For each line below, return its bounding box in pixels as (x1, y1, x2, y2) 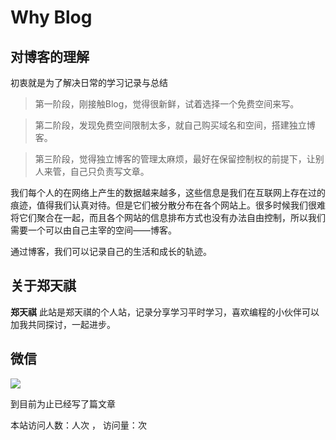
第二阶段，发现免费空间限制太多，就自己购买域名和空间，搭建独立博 (34, 119, 316, 131)
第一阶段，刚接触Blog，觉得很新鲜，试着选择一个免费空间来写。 (34, 98, 300, 110)
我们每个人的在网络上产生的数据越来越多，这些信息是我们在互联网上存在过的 (10, 187, 326, 198)
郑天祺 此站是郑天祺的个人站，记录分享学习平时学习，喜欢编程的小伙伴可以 (10, 306, 320, 318)
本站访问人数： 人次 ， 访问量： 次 (10, 419, 147, 431)
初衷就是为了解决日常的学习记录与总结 (10, 77, 168, 88)
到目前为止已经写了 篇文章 (10, 397, 116, 410)
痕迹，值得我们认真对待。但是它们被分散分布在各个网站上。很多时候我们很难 (10, 199, 326, 211)
